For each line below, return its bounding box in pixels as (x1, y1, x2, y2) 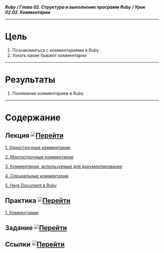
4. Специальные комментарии (5, 173, 69, 179)
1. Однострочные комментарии (5, 144, 71, 150)
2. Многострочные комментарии (5, 154, 74, 160)
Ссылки (5, 240, 31, 249)
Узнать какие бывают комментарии (12, 52, 87, 58)
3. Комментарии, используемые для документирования (5, 163, 123, 169)
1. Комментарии (5, 209, 39, 215)
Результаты (5, 74, 56, 85)
